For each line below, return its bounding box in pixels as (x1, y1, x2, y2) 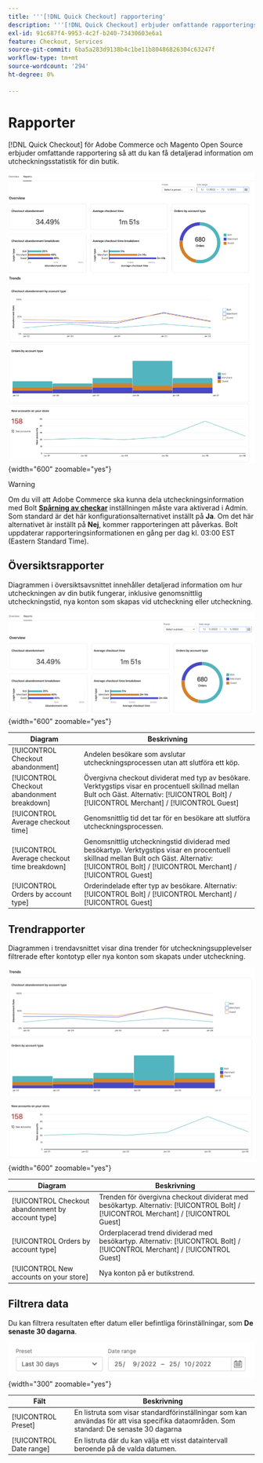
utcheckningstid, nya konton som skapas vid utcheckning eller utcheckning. (8, 597, 253, 606)
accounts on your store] (11, 1272, 89, 1282)
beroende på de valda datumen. (74, 1443, 178, 1453)
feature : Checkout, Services (8, 38, 103, 46)
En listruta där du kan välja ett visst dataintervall (74, 1436, 229, 1445)
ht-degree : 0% (8, 71, 55, 79)
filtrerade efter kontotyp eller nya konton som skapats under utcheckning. (8, 952, 246, 961)
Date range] (11, 1443, 50, 1453)
